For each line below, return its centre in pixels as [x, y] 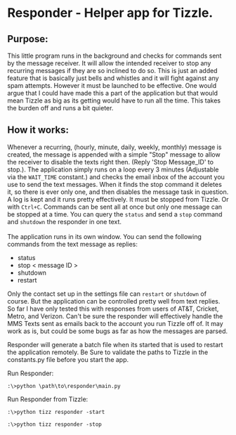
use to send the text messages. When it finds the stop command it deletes [115, 184]
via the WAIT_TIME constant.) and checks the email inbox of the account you [116, 176]
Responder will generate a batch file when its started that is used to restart [115, 344]
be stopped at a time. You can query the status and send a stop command [115, 214]
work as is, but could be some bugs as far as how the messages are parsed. [118, 331]
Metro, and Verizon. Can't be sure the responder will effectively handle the [115, 316]
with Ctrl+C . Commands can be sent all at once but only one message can [115, 207]
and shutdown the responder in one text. [64, 221]
